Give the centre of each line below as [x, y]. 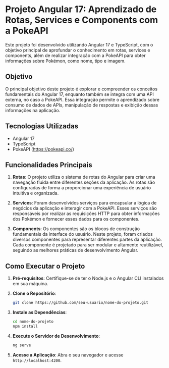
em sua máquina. [31, 284]
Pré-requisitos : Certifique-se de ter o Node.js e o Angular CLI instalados [88, 278]
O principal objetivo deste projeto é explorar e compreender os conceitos [81, 89]
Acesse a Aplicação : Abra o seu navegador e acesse [68, 355]
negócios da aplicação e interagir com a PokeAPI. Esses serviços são [85, 208]
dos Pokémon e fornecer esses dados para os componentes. [76, 219]
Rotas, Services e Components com [82, 20]
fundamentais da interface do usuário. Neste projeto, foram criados [82, 234]
